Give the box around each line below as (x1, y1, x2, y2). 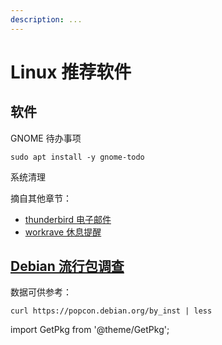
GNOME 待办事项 (10, 132, 82, 144)
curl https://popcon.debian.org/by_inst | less (10, 306, 213, 316)
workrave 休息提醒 (24, 226, 102, 238)
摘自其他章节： (10, 192, 72, 204)
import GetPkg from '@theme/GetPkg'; (10, 324, 170, 336)
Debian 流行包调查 (10, 258, 125, 275)
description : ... (10, 14, 83, 25)
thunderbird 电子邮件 (24, 213, 112, 225)
